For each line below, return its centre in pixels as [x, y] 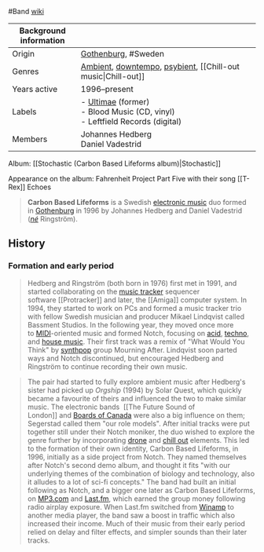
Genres [26, 71]
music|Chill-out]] [113, 76]
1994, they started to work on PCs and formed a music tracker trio [134, 308]
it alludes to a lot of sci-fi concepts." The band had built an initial [132, 481]
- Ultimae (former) [115, 102]
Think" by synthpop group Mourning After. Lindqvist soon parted [132, 349]
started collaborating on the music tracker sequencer [114, 291]
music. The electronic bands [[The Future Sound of [111, 407]
